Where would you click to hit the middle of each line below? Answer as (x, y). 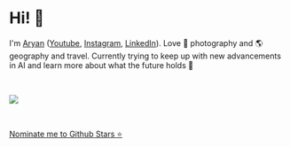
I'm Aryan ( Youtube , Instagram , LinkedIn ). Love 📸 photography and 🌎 (136, 43)
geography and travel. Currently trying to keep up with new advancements (145, 56)
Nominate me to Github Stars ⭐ (66, 134)
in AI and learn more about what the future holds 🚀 (101, 65)
